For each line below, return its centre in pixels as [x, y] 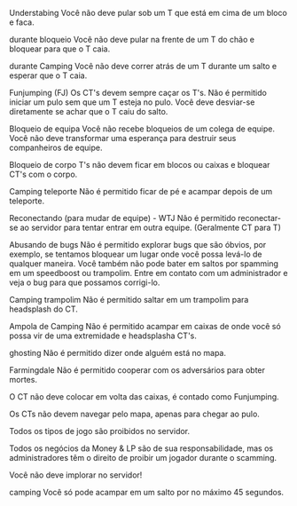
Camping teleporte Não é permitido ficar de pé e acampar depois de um [141, 191]
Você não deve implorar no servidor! [76, 475]
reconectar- [260, 218]
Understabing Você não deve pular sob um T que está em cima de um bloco [148, 13]
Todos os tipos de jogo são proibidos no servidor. [100, 431]
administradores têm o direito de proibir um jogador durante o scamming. [143, 458]
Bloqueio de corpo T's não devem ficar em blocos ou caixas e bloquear [140, 165]
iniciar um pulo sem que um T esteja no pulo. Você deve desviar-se [132, 102]
